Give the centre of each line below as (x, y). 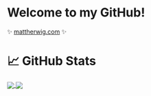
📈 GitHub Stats (52, 61)
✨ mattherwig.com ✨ (37, 32)
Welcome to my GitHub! (76, 13)
